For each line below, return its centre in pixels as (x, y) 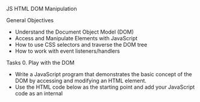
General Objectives (30, 20)
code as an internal (39, 93)
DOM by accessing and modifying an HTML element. (80, 81)
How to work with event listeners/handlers (67, 51)
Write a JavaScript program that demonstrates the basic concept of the (103, 74)
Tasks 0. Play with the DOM (40, 63)
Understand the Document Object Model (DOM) (74, 32)
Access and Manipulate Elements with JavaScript (76, 38)
